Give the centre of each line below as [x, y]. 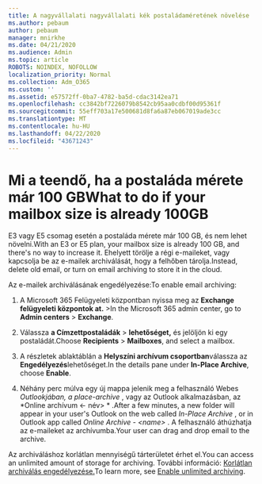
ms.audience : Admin [40, 52]
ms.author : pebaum [38, 23]
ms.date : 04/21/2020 [42, 45]
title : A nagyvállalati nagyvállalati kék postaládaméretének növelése [129, 15]
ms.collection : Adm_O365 [49, 82]
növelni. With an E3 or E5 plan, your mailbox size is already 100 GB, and [124, 244]
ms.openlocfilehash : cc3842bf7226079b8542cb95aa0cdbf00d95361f [115, 104]
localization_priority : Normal [60, 75]
